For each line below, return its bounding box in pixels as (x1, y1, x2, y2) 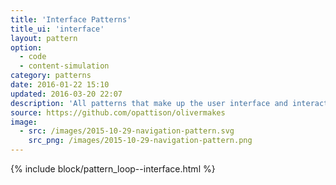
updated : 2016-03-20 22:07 (10, 89, 123, 99)
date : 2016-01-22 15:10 (10, 80, 110, 90)
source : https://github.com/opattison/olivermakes (10, 107, 226, 118)
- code (19, 52, 47, 62)
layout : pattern (10, 33, 78, 43)
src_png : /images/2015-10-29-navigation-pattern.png (28, 136, 253, 146)
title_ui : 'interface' (10, 24, 105, 34)
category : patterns (10, 71, 92, 81)
